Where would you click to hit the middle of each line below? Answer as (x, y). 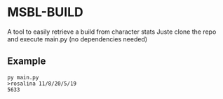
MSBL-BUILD (45, 12)
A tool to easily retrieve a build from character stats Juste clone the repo (112, 32)
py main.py (23, 77)
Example (27, 61)
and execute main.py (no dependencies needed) (77, 39)
